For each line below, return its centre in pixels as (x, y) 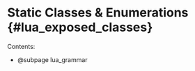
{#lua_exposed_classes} (80, 27)
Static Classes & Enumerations (98, 13)
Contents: (21, 46)
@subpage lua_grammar (53, 59)
